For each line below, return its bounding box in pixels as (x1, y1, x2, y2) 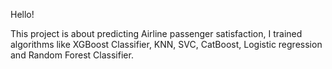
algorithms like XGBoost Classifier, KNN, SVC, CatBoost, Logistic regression (10, 39, 323, 50)
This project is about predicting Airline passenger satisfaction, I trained (10, 28, 303, 39)
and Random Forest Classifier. (10, 49, 134, 61)
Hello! (10, 9, 35, 20)
